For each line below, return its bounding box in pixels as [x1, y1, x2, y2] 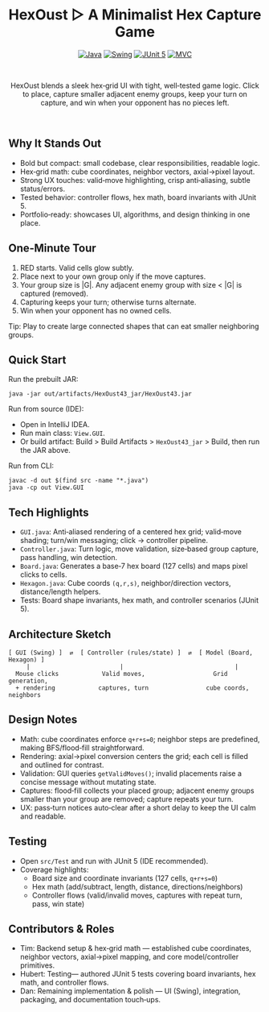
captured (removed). [19, 288, 89, 298]
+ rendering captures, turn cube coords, [15, 684, 250, 692]
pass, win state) [31, 898, 85, 908]
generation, [8, 677, 48, 685]
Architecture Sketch [8, 627, 112, 641]
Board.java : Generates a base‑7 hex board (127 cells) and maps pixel [19, 562, 248, 571]
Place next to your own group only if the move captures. [19, 272, 206, 281]
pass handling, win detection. [19, 553, 118, 562]
